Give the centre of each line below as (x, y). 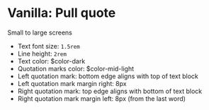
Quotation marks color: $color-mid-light (76, 68)
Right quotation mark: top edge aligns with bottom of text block (110, 91)
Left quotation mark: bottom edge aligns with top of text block (108, 76)
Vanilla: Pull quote (62, 13)
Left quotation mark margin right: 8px (72, 83)
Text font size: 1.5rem (49, 46)
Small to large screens (40, 32)
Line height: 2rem (42, 54)
